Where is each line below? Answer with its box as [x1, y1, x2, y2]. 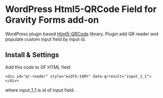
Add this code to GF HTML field [5, 64, 71, 70]
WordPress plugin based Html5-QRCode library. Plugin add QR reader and [5, 31, 159, 37]
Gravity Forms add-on [5, 14, 99, 26]
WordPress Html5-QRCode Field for [5, 4, 157, 15]
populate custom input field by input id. [5, 36, 86, 42]
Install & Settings [5, 51, 59, 59]
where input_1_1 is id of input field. [5, 87, 75, 93]
